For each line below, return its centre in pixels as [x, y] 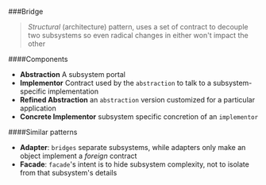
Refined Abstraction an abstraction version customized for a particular [137, 100]
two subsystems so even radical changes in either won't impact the [138, 35]
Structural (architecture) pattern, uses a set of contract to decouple [138, 27]
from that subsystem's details [68, 173]
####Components [38, 59]
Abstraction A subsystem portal [72, 74]
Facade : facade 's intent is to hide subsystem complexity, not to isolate [135, 164]
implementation [73, 91]
